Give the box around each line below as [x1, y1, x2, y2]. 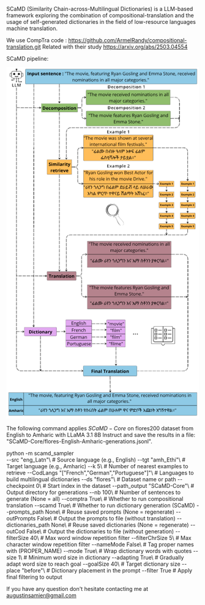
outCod [6, 528, 26, 535]
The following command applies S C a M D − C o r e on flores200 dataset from [6, 425, 194, 432]
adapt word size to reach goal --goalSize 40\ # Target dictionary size [6, 560, 181, 568]
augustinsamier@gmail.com [6, 592, 76, 599]
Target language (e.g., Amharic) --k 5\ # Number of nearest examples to [6, 463, 188, 470]
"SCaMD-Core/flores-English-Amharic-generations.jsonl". [6, 438, 153, 445]
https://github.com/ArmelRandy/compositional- [68, 37, 187, 44]
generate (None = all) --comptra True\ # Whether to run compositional [6, 495, 184, 503]
